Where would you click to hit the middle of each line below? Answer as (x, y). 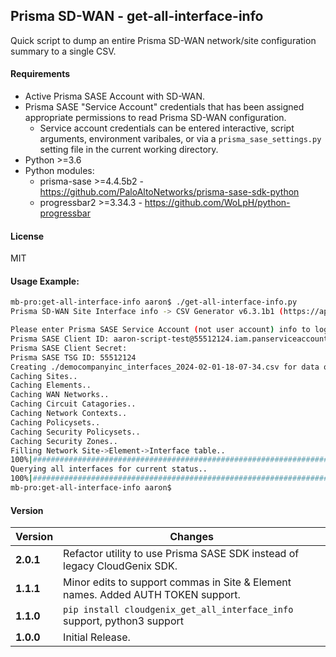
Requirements (40, 74)
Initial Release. (97, 637)
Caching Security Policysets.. (75, 432)
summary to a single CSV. (63, 51)
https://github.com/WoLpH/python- (217, 203)
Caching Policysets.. (55, 422)
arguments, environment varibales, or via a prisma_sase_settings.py (180, 139)
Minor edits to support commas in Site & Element (177, 582)
